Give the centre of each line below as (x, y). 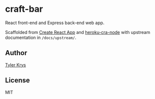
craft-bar (24, 9)
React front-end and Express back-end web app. (55, 23)
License (18, 81)
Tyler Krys (16, 65)
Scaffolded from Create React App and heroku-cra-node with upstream (78, 32)
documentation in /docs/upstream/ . (41, 37)
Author (16, 53)
